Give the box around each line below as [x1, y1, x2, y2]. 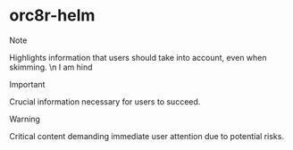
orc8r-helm [9, 5, 96, 26]
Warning [9, 113, 40, 124]
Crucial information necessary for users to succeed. [9, 96, 201, 107]
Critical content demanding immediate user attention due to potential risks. [9, 130, 284, 141]
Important [9, 79, 46, 89]
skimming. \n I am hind [9, 62, 93, 72]
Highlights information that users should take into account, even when [9, 52, 267, 62]
